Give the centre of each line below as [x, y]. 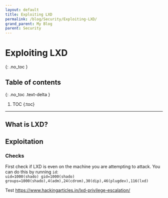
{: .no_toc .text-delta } [28, 94]
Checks [15, 156]
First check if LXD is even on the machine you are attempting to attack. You [83, 166]
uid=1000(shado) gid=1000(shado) [40, 177]
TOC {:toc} [23, 104]
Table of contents [33, 83]
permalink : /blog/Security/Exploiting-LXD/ [51, 19]
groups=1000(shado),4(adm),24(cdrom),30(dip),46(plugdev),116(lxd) [77, 181]
